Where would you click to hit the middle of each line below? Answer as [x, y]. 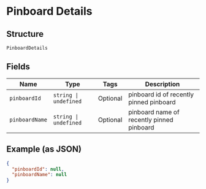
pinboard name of [154, 112]
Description [162, 84]
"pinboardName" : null [40, 175]
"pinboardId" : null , [38, 169]
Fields [18, 67]
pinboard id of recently [161, 94]
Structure [25, 34]
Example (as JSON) [44, 149]
